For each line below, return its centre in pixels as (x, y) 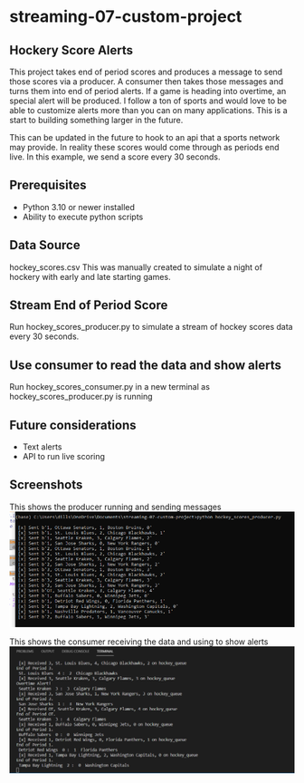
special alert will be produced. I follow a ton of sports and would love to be (148, 101)
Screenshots (46, 485)
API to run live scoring (64, 457)
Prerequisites (48, 185)
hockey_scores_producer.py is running (81, 397)
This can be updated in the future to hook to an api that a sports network (145, 137)
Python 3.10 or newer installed (79, 207)
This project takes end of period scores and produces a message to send (146, 72)
